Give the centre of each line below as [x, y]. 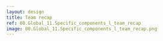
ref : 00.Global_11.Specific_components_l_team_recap [74, 23]
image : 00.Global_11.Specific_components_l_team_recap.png [82, 29]
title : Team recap [29, 17]
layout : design [25, 12]
